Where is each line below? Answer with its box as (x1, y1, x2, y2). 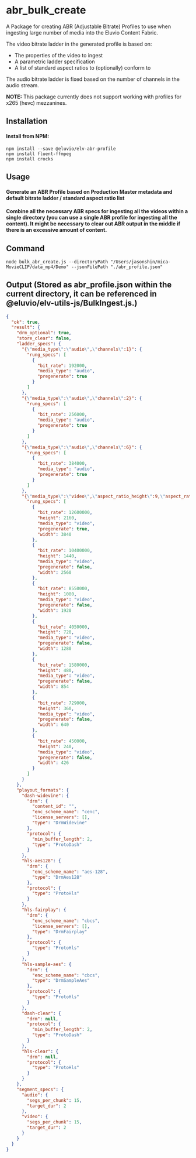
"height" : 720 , (37, 629, 75, 635)
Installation (6, 117, 48, 126)
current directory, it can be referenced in (6, 289, 157, 299)
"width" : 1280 (37, 646, 72, 652)
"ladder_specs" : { (16, 341, 61, 347)
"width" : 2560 (37, 569, 72, 575)
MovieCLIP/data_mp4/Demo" (6, 264, 69, 270)
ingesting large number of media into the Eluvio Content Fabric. (6, 29, 159, 36)
